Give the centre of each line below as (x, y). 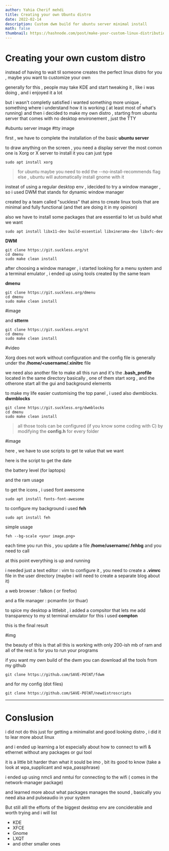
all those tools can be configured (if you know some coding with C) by (90, 425)
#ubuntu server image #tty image (40, 128)
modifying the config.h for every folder (58, 431)
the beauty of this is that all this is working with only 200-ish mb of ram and (83, 645)
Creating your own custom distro (75, 58)
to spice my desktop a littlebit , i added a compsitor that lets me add (75, 610)
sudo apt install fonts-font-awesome (45, 499)
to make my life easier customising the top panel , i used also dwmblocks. (81, 393)
